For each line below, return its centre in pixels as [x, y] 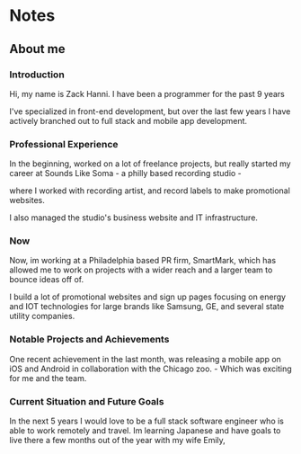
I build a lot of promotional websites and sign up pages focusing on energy [147, 297]
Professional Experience [64, 144]
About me [37, 49]
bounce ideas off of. [47, 280]
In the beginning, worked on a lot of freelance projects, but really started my [150, 164]
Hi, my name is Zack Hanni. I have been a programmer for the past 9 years [147, 93]
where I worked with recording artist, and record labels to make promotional [150, 191]
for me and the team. [48, 378]
